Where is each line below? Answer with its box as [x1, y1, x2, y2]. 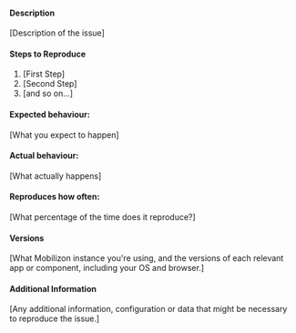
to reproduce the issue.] [9, 313, 100, 324]
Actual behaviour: [9, 151, 79, 161]
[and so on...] [22, 88, 74, 99]
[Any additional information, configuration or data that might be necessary [9, 304, 288, 315]
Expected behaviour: [9, 109, 91, 120]
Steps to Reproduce [9, 48, 87, 59]
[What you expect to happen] [9, 129, 120, 140]
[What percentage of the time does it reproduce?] [9, 212, 196, 223]
